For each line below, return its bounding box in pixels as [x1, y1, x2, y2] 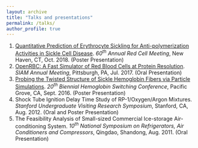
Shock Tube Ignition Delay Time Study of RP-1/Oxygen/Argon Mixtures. [14, 95, 192, 103]
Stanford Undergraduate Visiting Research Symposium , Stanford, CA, [14, 102, 188, 109]
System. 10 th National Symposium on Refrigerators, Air [47, 121, 184, 130]
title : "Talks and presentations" [6, 14, 94, 21]
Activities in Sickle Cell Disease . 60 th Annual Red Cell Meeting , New [14, 49, 184, 57]
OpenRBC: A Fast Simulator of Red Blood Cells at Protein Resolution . [14, 62, 185, 69]
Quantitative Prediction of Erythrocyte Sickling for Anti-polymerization [14, 42, 189, 50]
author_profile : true [6, 25, 61, 32]
